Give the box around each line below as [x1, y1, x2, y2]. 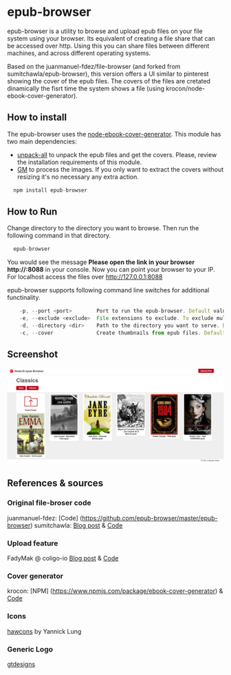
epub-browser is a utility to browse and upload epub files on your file [7, 27, 203, 35]
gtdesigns [7, 660, 36, 668]
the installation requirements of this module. [16, 158, 142, 166]
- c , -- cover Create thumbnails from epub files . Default [19, 329, 226, 336]
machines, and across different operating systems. [7, 49, 151, 57]
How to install [7, 112, 67, 123]
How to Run [7, 206, 58, 218]
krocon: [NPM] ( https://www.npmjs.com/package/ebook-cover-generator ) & [7, 587, 223, 595]
